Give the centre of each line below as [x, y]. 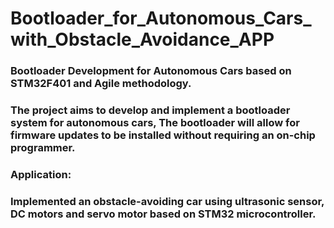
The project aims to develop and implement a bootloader [150, 110]
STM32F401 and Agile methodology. [101, 84]
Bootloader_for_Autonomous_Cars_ [161, 18]
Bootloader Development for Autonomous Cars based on [151, 71]
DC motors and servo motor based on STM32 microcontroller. [163, 214]
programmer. [43, 148]
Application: [41, 174]
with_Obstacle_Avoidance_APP [142, 39]
